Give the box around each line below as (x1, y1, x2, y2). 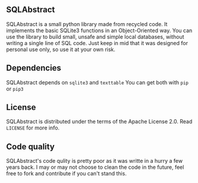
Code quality (6, 141, 55, 152)
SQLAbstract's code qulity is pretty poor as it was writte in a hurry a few (6, 157, 183, 165)
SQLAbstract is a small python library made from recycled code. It (6, 20, 168, 27)
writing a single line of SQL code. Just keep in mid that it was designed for (6, 39, 188, 46)
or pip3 (6, 85, 24, 92)
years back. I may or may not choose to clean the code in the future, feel (6, 163, 184, 171)
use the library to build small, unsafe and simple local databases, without (6, 33, 184, 40)
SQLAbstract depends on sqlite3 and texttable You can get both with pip (6, 78, 189, 86)
